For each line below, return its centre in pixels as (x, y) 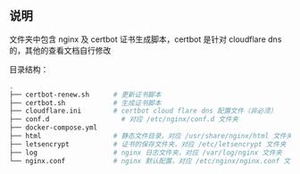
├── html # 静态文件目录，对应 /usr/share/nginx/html (139, 137)
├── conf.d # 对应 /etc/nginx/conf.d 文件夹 (124, 120)
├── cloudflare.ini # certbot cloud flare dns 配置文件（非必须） (143, 111)
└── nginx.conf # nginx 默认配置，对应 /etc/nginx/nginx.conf (145, 161)
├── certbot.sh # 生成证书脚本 (85, 103)
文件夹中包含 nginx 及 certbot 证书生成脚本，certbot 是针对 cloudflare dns (146, 39)
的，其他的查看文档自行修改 (60, 50)
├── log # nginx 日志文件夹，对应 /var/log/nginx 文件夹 (146, 153)
